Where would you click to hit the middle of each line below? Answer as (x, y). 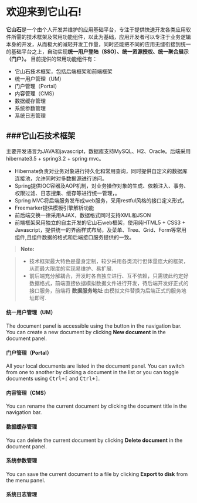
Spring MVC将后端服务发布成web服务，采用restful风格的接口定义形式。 (101, 200)
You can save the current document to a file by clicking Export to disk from (97, 474)
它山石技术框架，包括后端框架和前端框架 (63, 71)
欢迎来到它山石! (44, 12)
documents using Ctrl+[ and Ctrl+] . (53, 379)
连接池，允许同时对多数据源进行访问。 (61, 178)
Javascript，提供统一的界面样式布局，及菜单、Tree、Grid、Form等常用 (100, 229)
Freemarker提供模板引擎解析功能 (54, 208)
